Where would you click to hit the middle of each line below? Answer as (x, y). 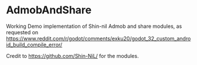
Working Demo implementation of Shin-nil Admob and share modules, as (94, 26)
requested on (22, 32)
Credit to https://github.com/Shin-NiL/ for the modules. (72, 56)
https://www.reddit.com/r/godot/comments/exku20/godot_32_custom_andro (98, 38)
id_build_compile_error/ (34, 45)
